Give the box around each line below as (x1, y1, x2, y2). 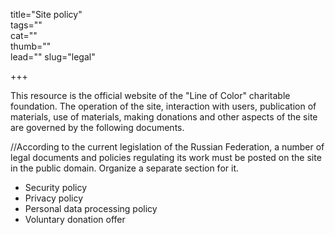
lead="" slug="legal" (10, 51, 96, 63)
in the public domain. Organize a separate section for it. (10, 162, 239, 174)
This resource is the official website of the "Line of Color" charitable (10, 90, 291, 101)
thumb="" (10, 40, 52, 52)
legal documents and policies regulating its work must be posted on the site (10, 152, 322, 163)
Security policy (24, 182, 88, 193)
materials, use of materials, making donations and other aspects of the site (10, 111, 318, 123)
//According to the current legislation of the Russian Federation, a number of (10, 141, 325, 153)
